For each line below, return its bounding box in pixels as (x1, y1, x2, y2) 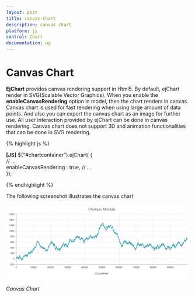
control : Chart (6, 34, 43, 40)
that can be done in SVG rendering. (6, 128, 91, 135)
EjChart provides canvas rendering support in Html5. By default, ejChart (6, 85, 180, 92)
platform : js (6, 28, 38, 34)
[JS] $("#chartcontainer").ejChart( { (6, 151, 93, 158)
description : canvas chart (6, 22, 72, 27)
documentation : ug (6, 40, 51, 46)
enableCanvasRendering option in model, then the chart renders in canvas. (6, 97, 189, 104)
